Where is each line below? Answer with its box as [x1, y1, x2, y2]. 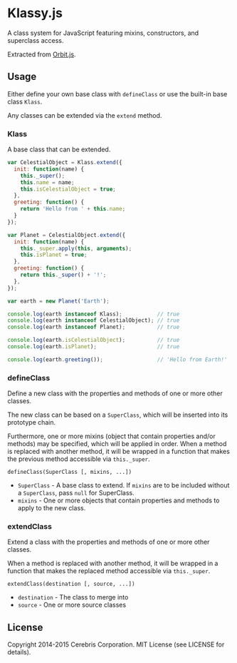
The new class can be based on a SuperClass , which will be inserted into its [7, 410, 228, 419]
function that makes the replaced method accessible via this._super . [7, 567, 211, 575]
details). [7, 648, 31, 657]
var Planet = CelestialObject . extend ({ [7, 231, 126, 238]
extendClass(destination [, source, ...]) [7, 580, 135, 588]
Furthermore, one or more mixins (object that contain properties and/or [7, 432, 216, 440]
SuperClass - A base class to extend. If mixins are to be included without [17, 481, 230, 490]
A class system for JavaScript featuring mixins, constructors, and [7, 29, 199, 37]
